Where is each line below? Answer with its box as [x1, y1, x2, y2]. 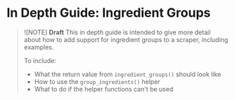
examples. [23, 43, 54, 51]
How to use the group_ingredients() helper [34, 77, 160, 85]
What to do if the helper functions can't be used [34, 85, 174, 93]
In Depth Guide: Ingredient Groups [6, 5, 211, 21]
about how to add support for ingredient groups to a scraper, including [23, 35, 229, 43]
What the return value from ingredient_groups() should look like [34, 70, 222, 78]
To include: [23, 56, 57, 64]
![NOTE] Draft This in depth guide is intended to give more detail [23, 28, 211, 36]
